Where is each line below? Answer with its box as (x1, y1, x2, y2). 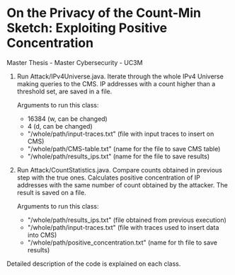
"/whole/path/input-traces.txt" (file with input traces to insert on (27, 129, 214, 138)
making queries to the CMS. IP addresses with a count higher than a (16, 79, 216, 88)
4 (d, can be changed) (27, 122, 93, 130)
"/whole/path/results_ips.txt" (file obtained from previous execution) (27, 216, 227, 224)
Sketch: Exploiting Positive (6, 20, 168, 36)
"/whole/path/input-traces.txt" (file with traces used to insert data (27, 223, 219, 231)
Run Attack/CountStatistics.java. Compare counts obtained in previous (16, 165, 222, 174)
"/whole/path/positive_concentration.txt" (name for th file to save (27, 238, 217, 247)
